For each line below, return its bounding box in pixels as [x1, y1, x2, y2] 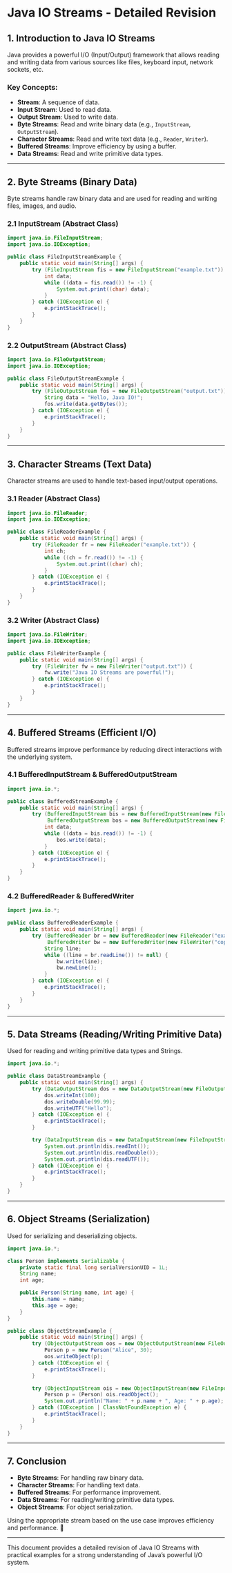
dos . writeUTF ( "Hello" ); [43, 1105, 113, 1112]
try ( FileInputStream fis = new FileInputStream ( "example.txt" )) [32, 266, 224, 273]
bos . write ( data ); [56, 836, 107, 843]
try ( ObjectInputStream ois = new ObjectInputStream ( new [32, 1384, 199, 1392]
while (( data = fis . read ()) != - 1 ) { [43, 279, 153, 286]
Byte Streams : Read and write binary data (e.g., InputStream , [17, 120, 191, 128]
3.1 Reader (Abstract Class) [7, 494, 101, 503]
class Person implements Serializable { [7, 1257, 126, 1264]
